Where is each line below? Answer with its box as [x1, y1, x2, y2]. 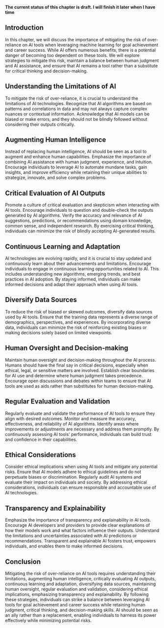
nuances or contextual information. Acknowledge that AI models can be [5, 111, 150, 117]
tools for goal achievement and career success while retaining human [5, 601, 145, 607]
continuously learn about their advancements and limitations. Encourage [5, 260, 151, 267]
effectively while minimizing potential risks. [5, 617, 92, 623]
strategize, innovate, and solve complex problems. [5, 174, 107, 181]
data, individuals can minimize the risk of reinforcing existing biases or [5, 324, 147, 330]
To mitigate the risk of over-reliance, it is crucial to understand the [5, 95, 139, 101]
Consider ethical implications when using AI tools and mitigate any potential [5, 464, 158, 470]
